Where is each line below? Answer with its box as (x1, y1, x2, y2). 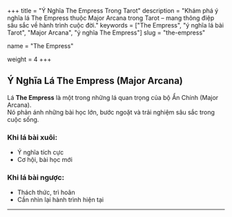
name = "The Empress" (7, 42, 74, 50)
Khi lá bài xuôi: (7, 132, 57, 142)
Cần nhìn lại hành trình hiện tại (17, 196, 104, 204)
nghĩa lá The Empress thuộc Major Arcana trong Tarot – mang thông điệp (7, 14, 215, 22)
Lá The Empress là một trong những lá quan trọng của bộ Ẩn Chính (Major (7, 93, 219, 101)
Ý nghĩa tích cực (17, 148, 64, 156)
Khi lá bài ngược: (7, 173, 64, 183)
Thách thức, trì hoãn (17, 188, 75, 196)
